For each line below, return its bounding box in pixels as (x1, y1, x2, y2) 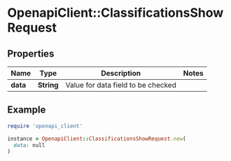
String (37, 80, 59, 90)
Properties (7, 48, 55, 59)
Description (101, 69, 141, 78)
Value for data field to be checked (65, 80, 176, 90)
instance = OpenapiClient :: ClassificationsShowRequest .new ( (7, 135, 187, 142)
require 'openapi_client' (7, 122, 83, 129)
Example (7, 104, 46, 116)
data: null (13, 141, 45, 148)
